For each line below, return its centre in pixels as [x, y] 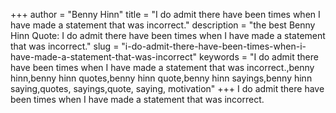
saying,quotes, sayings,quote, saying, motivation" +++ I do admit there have [167, 88]
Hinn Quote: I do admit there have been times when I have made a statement [168, 35]
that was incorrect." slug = [65, 46]
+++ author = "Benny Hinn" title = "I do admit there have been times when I [165, 14]
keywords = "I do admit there [259, 57]
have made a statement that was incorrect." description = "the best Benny [163, 25]
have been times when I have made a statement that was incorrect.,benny [162, 67]
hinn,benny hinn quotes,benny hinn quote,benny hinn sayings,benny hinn [161, 78]
